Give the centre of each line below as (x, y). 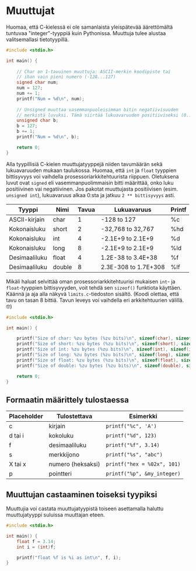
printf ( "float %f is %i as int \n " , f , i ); (69, 558)
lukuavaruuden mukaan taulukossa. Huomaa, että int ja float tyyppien (91, 170)
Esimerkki (143, 417)
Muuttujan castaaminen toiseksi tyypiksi (82, 495)
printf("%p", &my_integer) (143, 474)
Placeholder (26, 417)
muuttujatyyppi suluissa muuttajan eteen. (55, 515)
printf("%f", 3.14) (133, 445)
